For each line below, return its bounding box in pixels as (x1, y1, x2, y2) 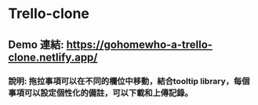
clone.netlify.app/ (8, 50, 98, 63)
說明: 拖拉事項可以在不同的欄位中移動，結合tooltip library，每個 (8, 75, 250, 86)
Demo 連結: (8, 38, 64, 51)
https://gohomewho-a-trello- (66, 38, 213, 51)
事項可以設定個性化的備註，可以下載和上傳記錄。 (8, 87, 194, 98)
